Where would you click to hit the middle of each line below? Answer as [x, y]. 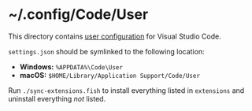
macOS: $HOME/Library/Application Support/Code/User [110, 75]
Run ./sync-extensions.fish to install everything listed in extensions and [126, 90]
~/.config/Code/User [78, 15]
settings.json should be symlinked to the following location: [106, 51]
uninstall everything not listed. [57, 98]
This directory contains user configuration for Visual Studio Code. [115, 36]
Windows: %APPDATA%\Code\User [71, 67]
